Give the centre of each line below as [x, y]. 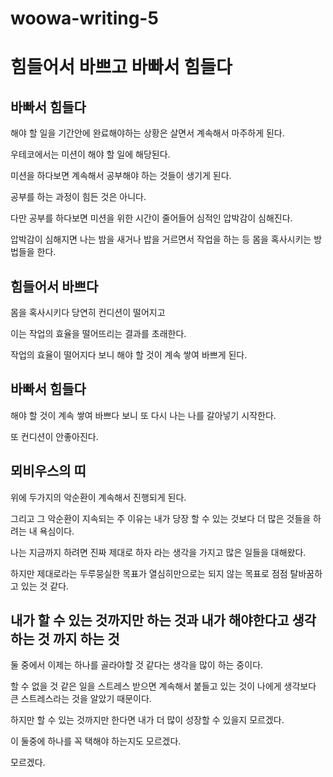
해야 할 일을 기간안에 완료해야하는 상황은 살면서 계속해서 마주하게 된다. [147, 133]
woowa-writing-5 [84, 18]
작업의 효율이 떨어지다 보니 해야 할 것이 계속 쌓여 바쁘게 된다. [129, 355]
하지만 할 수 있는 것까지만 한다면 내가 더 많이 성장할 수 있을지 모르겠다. [147, 720]
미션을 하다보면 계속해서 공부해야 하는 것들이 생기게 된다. [121, 176]
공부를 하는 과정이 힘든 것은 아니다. [78, 197]
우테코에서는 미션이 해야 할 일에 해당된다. [90, 154]
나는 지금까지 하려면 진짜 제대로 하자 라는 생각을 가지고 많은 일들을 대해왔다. [158, 552]
